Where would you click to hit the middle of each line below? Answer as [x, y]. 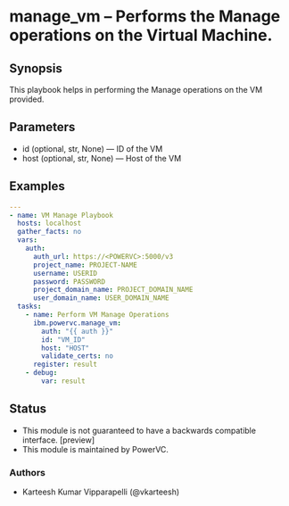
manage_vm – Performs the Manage [145, 17]
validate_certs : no [78, 356]
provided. [27, 99]
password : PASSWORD [69, 282]
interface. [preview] [58, 440]
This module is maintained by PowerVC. [95, 449]
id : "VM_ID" [64, 340]
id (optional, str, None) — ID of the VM [92, 148]
